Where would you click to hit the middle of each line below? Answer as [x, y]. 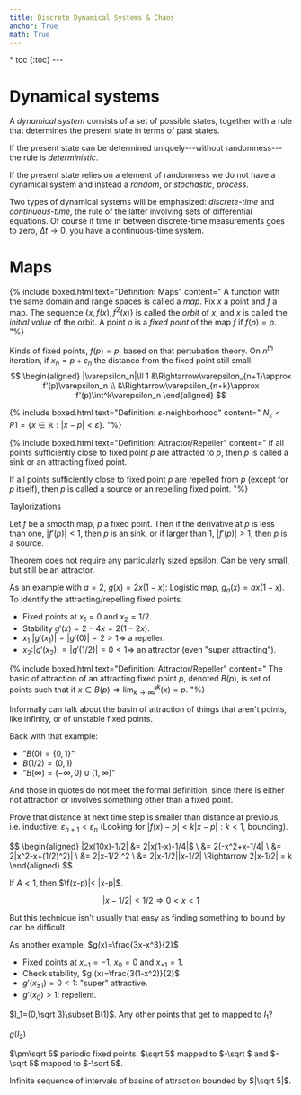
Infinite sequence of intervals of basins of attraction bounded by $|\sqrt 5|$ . [150, 1081]
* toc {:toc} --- [36, 60]
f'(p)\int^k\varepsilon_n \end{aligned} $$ [151, 396]
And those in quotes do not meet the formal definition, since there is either [147, 790]
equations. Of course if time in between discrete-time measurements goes [147, 221]
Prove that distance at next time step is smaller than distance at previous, [145, 817]
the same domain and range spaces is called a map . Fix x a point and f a [143, 301]
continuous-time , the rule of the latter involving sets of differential [131, 211]
